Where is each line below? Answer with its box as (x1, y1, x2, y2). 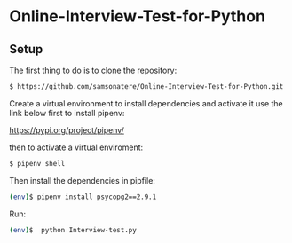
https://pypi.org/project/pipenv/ (9, 124, 124, 135)
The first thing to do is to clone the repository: (9, 65, 178, 75)
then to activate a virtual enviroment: (9, 142, 144, 153)
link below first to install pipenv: (9, 107, 125, 118)
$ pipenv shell (9, 159, 66, 168)
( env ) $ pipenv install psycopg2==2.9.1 (9, 192, 157, 201)
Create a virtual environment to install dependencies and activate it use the (9, 98, 284, 108)
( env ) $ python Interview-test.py (9, 225, 138, 234)
